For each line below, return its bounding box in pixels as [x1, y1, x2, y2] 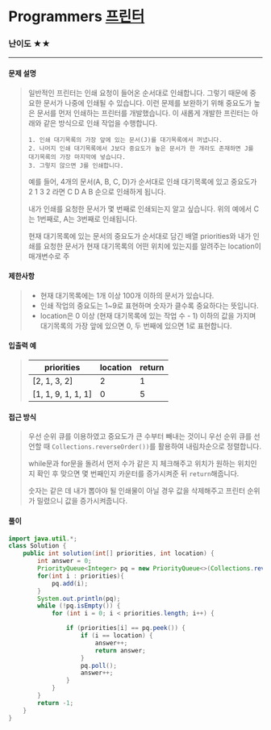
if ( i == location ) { [80, 632, 153, 640]
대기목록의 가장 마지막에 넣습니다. [27, 152, 127, 161]
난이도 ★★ [8, 38, 51, 49]
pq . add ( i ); [51, 579, 89, 587]
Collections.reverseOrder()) [52, 443, 150, 452]
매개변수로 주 [27, 251, 70, 261]
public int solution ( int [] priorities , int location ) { [23, 549, 215, 557]
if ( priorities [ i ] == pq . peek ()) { [65, 624, 186, 632]
